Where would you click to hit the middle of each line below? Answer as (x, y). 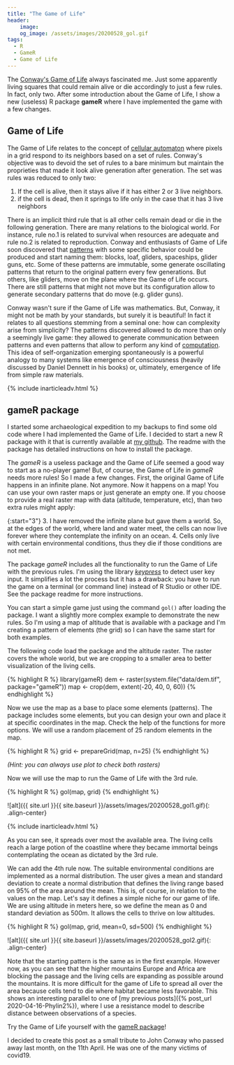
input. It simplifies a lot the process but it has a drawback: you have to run (114, 579)
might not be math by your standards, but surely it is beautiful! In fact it (109, 315)
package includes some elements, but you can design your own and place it (117, 716)
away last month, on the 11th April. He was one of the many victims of (107, 1048)
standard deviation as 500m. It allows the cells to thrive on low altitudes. (111, 913)
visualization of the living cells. (51, 666)
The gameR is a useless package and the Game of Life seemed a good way (116, 463)
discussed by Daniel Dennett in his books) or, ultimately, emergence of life (114, 367)
